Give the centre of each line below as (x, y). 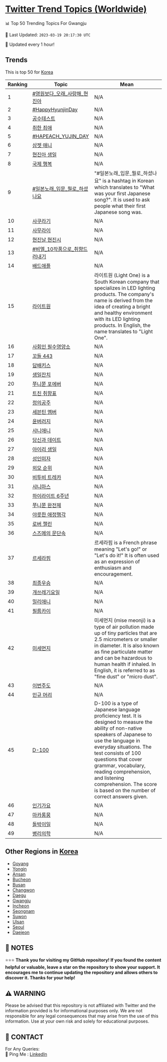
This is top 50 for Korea (29, 72)
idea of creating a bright (122, 306)
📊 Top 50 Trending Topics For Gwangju (46, 23)
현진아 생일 (44, 154)
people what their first (120, 206)
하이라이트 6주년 (51, 496)
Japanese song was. (118, 212)
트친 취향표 (44, 393)
